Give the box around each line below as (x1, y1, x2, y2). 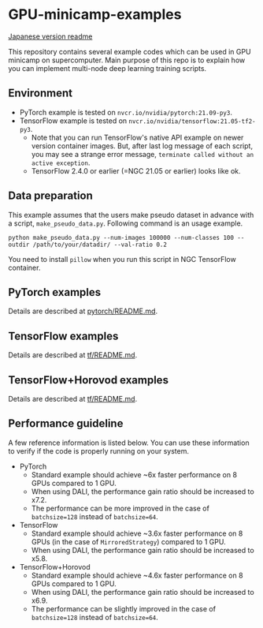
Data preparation (8, 189, 93, 203)
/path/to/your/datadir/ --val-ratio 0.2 (32, 241, 168, 249)
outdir (8, 241, 30, 249)
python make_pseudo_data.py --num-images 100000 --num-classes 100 (8, 234, 235, 241)
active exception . (31, 158, 91, 167)
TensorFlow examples (8, 329, 119, 342)
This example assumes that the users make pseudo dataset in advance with (8, 210, 254, 219)
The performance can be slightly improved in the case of (31, 604, 217, 613)
